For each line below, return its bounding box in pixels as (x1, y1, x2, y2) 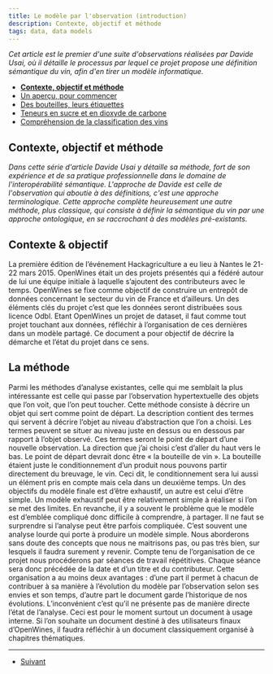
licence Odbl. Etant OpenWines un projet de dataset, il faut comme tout (8, 311, 246, 321)
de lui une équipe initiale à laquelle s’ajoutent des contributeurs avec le (8, 277, 245, 286)
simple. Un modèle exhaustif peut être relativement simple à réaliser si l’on (8, 494, 258, 505)
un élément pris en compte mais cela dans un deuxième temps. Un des (8, 477, 246, 487)
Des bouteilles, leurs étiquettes (19, 99, 124, 110)
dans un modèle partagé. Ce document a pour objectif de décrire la (8, 329, 234, 338)
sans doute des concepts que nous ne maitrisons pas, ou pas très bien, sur (8, 538, 260, 548)
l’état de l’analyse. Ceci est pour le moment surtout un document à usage (8, 607, 253, 617)
